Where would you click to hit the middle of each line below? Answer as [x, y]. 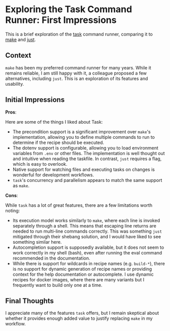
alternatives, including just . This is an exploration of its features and [77, 78]
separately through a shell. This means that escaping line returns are [84, 226]
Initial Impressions [35, 100]
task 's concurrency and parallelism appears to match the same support [87, 180]
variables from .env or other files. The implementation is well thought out [89, 153]
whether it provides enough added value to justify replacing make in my [79, 318]
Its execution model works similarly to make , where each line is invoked [86, 220]
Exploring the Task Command [69, 9]
